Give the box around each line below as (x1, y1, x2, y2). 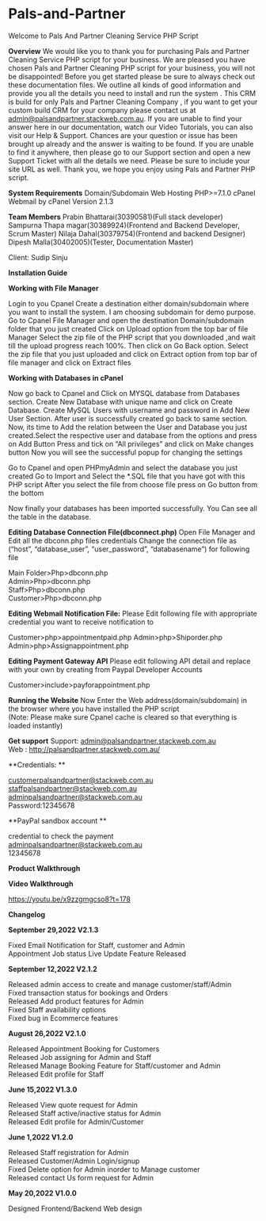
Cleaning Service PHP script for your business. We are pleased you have (8, 55, 245, 64)
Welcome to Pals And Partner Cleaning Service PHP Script (8, 31, 199, 40)
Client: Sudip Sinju (8, 252, 69, 262)
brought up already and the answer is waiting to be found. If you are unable (8, 139, 254, 148)
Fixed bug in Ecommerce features (8, 1013, 119, 1023)
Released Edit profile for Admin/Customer (8, 1116, 144, 1127)
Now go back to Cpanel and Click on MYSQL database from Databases (8, 388, 240, 397)
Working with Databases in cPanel (8, 373, 123, 382)
